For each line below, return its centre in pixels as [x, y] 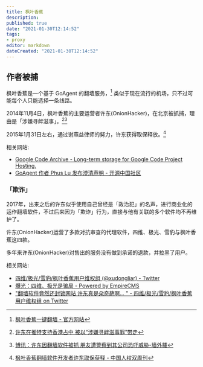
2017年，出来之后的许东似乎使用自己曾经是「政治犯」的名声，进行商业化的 [99, 204]
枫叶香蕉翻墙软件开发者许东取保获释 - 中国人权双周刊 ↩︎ [84, 357]
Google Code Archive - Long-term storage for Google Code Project [99, 159]
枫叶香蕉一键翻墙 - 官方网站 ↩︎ [53, 319]
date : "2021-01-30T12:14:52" [43, 29]
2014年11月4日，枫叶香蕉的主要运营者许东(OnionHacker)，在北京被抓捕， [98, 113]
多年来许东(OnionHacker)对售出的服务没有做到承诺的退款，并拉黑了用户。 [99, 252]
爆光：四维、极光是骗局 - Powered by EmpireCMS [77, 286]
